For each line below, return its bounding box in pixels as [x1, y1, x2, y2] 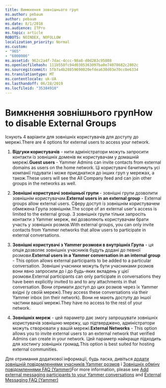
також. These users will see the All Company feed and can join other [12, 175, 152, 181]
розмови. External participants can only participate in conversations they [12, 273, 161, 279]
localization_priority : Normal [5, 40, 70, 45]
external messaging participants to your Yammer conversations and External [5, 372, 162, 378]
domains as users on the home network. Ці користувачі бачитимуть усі [12, 165, 160, 171]
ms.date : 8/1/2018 [5, 21, 43, 26]
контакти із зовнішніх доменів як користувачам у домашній [12, 154, 139, 160]
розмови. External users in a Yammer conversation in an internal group [12, 253, 161, 259]
